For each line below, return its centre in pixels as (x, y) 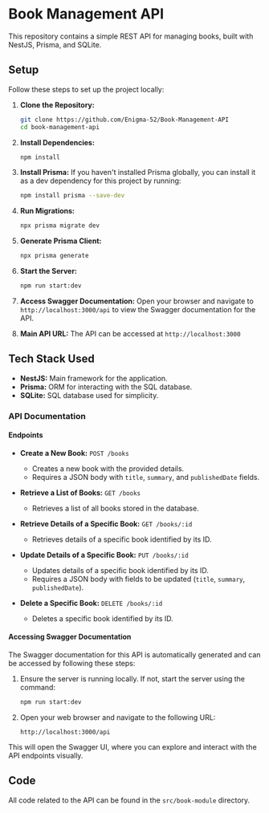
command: (38, 688)
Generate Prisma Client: (61, 241)
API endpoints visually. (46, 755)
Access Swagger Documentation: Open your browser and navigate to (137, 301)
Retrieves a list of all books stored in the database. (115, 508)
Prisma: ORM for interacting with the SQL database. (106, 387)
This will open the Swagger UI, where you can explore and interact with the (132, 746)
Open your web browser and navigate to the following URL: (118, 717)
